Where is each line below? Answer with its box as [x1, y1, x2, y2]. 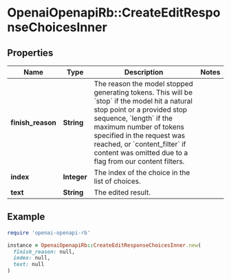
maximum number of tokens [93, 122, 184, 132]
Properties [7, 47, 54, 59]
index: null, [13, 254, 51, 261]
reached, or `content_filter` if [93, 139, 186, 149]
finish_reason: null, [13, 248, 76, 255]
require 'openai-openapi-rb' [7, 229, 91, 236]
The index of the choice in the [93, 168, 190, 177]
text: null [13, 261, 45, 268]
